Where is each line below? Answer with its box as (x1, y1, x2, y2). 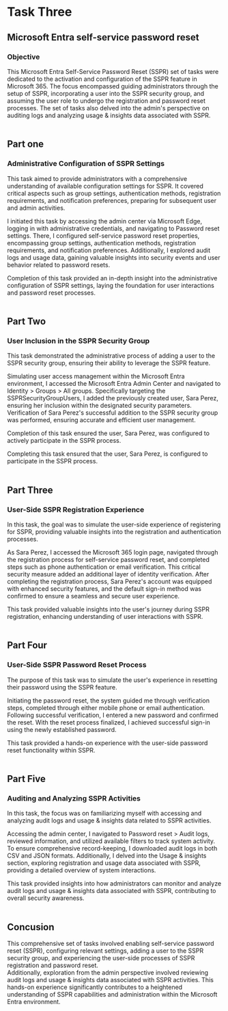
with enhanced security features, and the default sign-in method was (7, 584, 201, 593)
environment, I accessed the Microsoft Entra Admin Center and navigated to (7, 380, 221, 388)
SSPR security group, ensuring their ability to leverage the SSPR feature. (7, 359, 211, 367)
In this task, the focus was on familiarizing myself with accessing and (7, 809, 202, 818)
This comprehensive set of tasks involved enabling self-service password (7, 940, 214, 948)
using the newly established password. (7, 725, 117, 733)
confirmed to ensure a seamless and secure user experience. (7, 592, 180, 600)
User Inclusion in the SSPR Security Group (7, 336, 150, 345)
